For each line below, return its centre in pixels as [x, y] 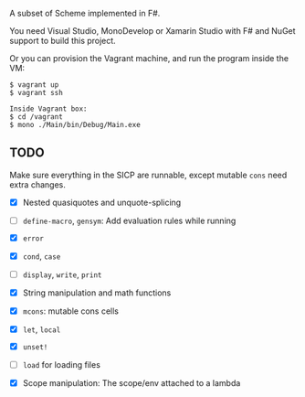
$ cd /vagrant [37, 117]
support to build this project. [63, 41]
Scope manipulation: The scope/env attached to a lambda [131, 382]
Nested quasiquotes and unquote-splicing [102, 202]
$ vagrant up [34, 85]
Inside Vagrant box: [49, 109]
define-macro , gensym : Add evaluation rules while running [129, 220]
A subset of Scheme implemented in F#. [85, 13]
